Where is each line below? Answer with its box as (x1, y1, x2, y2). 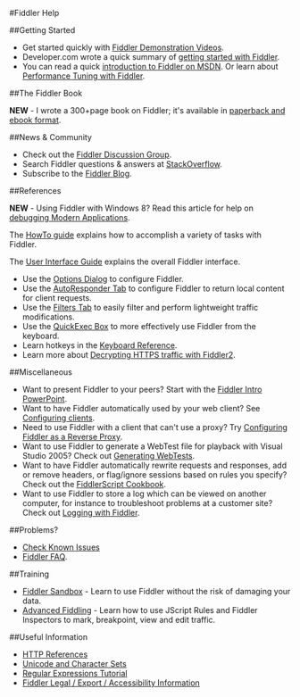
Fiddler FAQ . (21, 552, 68, 561)
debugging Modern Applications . (9, 212, 131, 222)
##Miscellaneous (9, 367, 73, 378)
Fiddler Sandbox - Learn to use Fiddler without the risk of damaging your (21, 586, 291, 596)
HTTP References (21, 649, 88, 660)
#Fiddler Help (9, 8, 60, 18)
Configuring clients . (21, 412, 96, 423)
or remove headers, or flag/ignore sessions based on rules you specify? (21, 469, 287, 480)
